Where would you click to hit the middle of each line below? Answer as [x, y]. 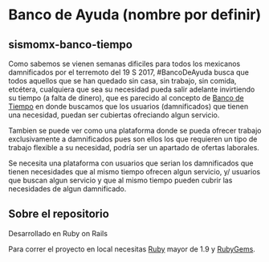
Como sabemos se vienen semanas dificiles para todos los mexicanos [124, 63]
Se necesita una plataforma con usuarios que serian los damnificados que [131, 163]
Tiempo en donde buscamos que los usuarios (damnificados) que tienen [128, 106]
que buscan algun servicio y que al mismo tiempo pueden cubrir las [120, 180]
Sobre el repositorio [59, 214]
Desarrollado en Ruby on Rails [58, 233]
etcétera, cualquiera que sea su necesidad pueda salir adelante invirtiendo [132, 89]
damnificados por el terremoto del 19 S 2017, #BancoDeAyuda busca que [128, 72]
